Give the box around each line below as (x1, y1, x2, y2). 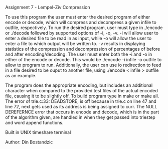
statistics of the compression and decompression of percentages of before (5, 46, 160, 52)
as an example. (5, 73, 37, 78)
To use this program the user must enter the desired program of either (5, 14, 150, 20)
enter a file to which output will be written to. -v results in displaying (5, 41, 145, 47)
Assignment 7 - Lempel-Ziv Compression (5, 5, 90, 10)
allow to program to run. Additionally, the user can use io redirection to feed (5, 62, 161, 68)
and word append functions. (5, 120, 64, 125)
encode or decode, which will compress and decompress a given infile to (5, 20, 156, 25)
